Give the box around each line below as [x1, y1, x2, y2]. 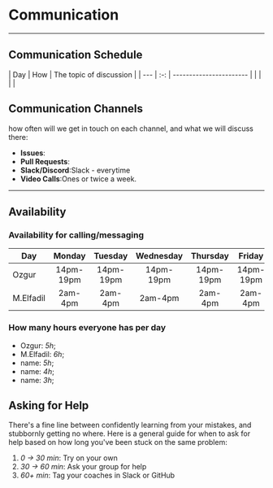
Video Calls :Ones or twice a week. [19, 173, 136, 184]
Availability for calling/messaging [8, 229, 145, 241]
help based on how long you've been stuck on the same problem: [8, 438, 227, 447]
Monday [53, 251, 86, 262]
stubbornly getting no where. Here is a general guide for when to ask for [8, 429, 250, 438]
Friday [238, 251, 264, 262]
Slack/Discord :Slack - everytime [19, 165, 131, 175]
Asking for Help [8, 399, 89, 412]
